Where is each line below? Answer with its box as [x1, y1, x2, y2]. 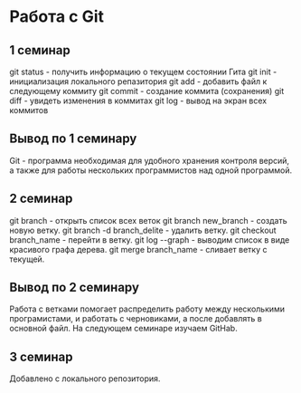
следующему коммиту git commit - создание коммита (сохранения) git [9, 86, 285, 96]
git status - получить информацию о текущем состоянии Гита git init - [9, 66, 277, 77]
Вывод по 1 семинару [9, 131, 137, 147]
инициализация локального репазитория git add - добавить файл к [9, 76, 268, 87]
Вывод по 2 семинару [9, 280, 140, 295]
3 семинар [9, 349, 73, 364]
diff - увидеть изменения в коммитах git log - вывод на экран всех [9, 95, 268, 106]
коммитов [9, 105, 49, 115]
